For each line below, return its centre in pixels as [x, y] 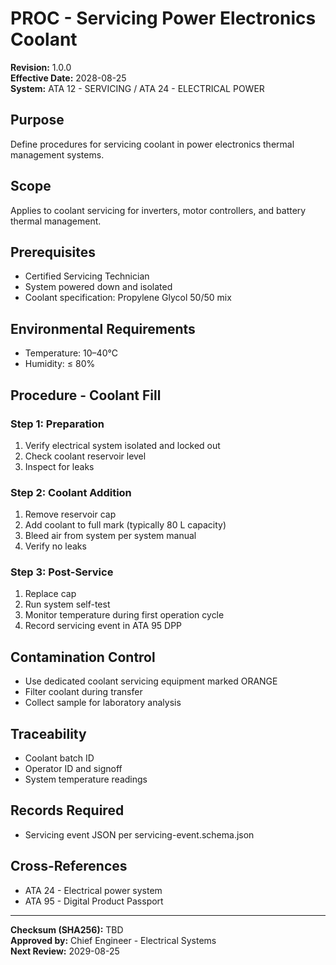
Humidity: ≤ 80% [60, 364]
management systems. [57, 154]
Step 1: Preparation [57, 424]
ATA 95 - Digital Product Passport [94, 901]
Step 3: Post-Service [62, 572]
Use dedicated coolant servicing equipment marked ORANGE [151, 681]
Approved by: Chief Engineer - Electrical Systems [113, 940]
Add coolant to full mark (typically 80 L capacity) [125, 525]
